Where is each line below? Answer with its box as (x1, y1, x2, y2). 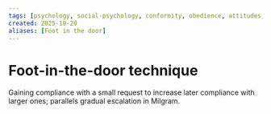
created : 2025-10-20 (8, 19, 78, 27)
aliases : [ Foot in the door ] (8, 26, 106, 35)
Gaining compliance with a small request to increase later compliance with (8, 88, 256, 97)
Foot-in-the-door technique (8, 61, 198, 79)
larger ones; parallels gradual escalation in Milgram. (8, 96, 181, 106)
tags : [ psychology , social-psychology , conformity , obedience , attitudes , (8, 11, 265, 20)
